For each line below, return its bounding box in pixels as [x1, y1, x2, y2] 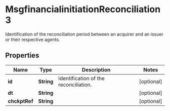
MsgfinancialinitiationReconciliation [5, 4, 161, 15]
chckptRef [8, 97, 34, 104]
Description [81, 66, 111, 73]
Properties [5, 51, 39, 60]
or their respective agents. [5, 36, 60, 43]
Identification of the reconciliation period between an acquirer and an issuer [5, 31, 163, 37]
